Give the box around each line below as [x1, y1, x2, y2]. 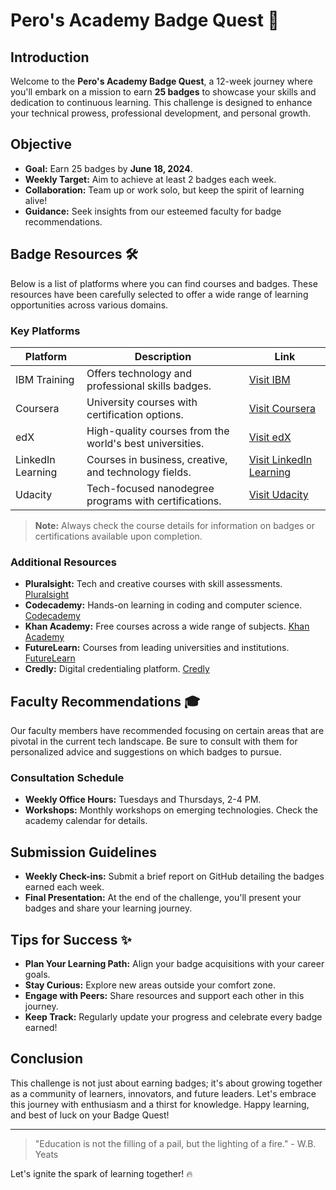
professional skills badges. [86, 379, 212, 393]
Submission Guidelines [10, 844, 158, 861]
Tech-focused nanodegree [86, 481, 215, 495]
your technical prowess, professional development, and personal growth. [10, 107, 312, 119]
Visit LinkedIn [248, 452, 313, 466]
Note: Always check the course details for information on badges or [34, 519, 316, 531]
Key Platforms [10, 324, 81, 338]
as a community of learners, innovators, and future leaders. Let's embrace [10, 1087, 317, 1099]
